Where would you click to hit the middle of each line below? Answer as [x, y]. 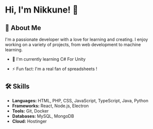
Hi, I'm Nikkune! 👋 [42, 10]
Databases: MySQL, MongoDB [43, 116]
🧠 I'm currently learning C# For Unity [49, 59]
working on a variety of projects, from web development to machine [73, 45]
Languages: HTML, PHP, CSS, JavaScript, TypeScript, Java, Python [80, 100]
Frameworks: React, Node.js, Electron [50, 106]
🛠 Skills [17, 87]
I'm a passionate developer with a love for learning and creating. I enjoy [76, 39]
